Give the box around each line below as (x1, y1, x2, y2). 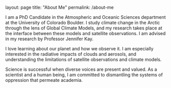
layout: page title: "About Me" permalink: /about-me (5, 5, 114, 10)
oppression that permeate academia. (5, 77, 83, 83)
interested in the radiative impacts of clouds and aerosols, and (5, 51, 136, 57)
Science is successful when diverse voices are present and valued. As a (5, 66, 157, 72)
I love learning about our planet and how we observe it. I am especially (5, 46, 154, 51)
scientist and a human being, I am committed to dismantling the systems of (5, 72, 163, 78)
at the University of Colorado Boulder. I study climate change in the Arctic (5, 20, 160, 25)
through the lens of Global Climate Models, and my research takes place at (5, 25, 162, 31)
